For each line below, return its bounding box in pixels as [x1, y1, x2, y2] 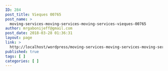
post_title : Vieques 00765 [5, 12, 61, 17]
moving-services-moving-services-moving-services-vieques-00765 [9, 21, 146, 26]
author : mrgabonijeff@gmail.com [5, 26, 72, 31]
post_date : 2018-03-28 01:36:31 [5, 30, 72, 35]
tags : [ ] [5, 53, 26, 59]
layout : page [5, 35, 32, 40]
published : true [5, 49, 39, 54]
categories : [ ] [5, 58, 39, 63]
